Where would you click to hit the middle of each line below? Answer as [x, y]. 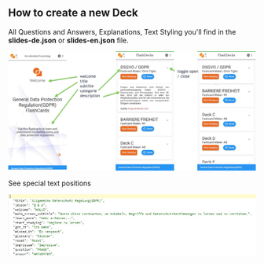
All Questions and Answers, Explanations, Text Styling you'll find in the [122, 31]
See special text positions [50, 183]
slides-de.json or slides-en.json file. [69, 40]
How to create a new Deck [73, 13]
